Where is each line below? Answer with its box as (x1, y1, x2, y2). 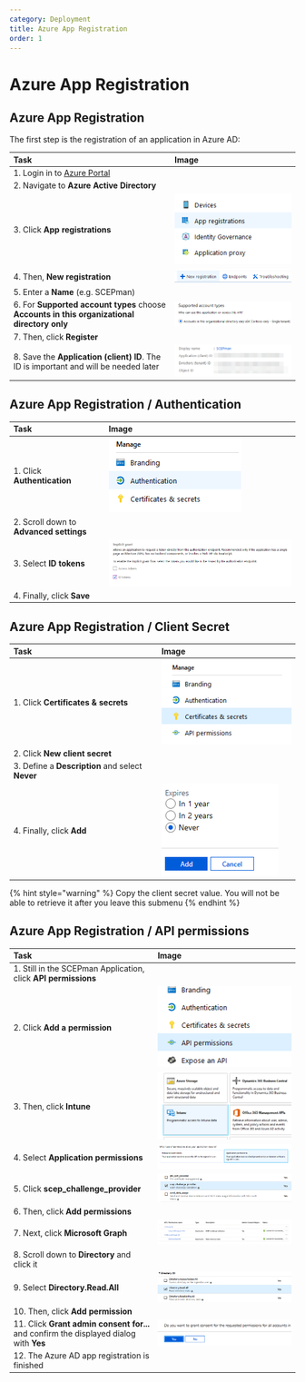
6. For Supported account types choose (13, 300, 166, 311)
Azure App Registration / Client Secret (9, 618, 230, 635)
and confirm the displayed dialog (13, 1328, 136, 1339)
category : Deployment (9, 15, 92, 24)
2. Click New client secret (13, 747, 112, 758)
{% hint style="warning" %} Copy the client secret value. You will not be (9, 887, 280, 898)
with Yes (13, 1338, 46, 1348)
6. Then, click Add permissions (13, 1206, 132, 1217)
